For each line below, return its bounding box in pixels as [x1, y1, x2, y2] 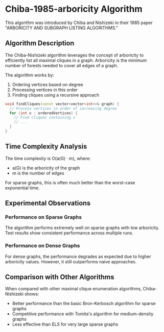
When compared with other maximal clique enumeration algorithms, [5, 286, 142, 292]
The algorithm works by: [5, 72, 54, 78]
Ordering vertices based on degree [12, 81, 83, 87]
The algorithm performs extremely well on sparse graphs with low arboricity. [5, 225, 160, 231]
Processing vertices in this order [12, 87, 78, 93]
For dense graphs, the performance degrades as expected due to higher [5, 254, 151, 259]
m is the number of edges [12, 170, 65, 176]
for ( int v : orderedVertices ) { [9, 110, 78, 116]
